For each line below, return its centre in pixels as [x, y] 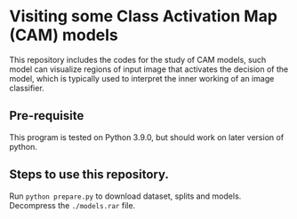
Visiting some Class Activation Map [144, 16]
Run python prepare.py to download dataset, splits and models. [125, 196]
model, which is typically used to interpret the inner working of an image [142, 78]
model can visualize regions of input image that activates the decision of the [149, 69]
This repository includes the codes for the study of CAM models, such [138, 59]
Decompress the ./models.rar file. [72, 205]
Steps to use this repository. [89, 175]
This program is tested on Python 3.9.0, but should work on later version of [147, 137]
